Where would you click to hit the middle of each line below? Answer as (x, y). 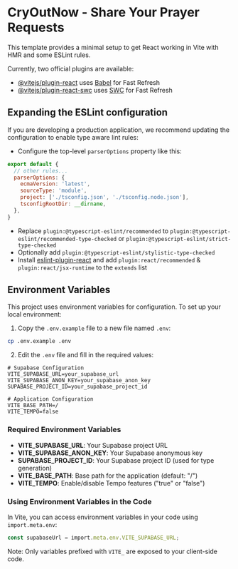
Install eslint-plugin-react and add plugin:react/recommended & (109, 260)
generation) (34, 468)
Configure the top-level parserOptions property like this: (100, 151)
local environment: (34, 314)
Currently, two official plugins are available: (71, 68)
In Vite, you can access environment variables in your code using (103, 517)
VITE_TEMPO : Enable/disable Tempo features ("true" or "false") (111, 483)
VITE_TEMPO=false (33, 412)
